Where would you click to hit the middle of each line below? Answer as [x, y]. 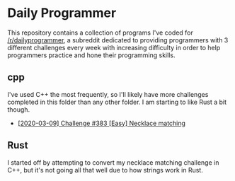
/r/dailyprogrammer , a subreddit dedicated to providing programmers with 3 [118, 40]
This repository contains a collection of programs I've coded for [100, 33]
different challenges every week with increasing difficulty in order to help [114, 47]
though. [19, 109]
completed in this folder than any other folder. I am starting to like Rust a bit [117, 102]
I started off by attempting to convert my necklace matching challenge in [113, 162]
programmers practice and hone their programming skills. [91, 55]
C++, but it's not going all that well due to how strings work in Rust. [105, 170]
